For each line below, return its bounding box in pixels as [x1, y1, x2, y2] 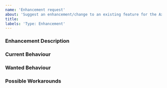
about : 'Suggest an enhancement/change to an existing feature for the [5, 12, 157, 17]
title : [5, 16, 19, 21]
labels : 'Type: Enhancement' [5, 21, 66, 26]
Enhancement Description [5, 38, 70, 45]
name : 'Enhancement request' [5, 7, 66, 12]
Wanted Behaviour [5, 64, 51, 71]
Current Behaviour [5, 51, 51, 58]
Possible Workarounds [5, 78, 61, 85]
